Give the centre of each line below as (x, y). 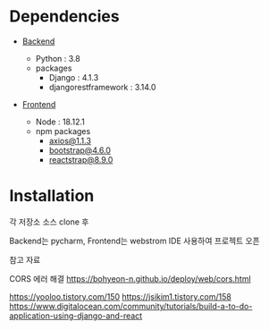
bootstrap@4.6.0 (80, 150)
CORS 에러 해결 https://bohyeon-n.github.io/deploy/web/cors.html (130, 278)
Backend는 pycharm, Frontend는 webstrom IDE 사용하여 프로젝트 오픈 (135, 241)
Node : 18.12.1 (60, 122)
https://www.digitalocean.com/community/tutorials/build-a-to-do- (131, 306)
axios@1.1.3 (70, 140)
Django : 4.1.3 (74, 77)
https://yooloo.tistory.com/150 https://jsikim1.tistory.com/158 (121, 296)
